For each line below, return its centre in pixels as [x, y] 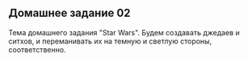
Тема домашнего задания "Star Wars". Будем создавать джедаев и [124, 32]
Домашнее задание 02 [69, 13]
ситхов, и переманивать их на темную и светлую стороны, [110, 41]
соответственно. [37, 49]
